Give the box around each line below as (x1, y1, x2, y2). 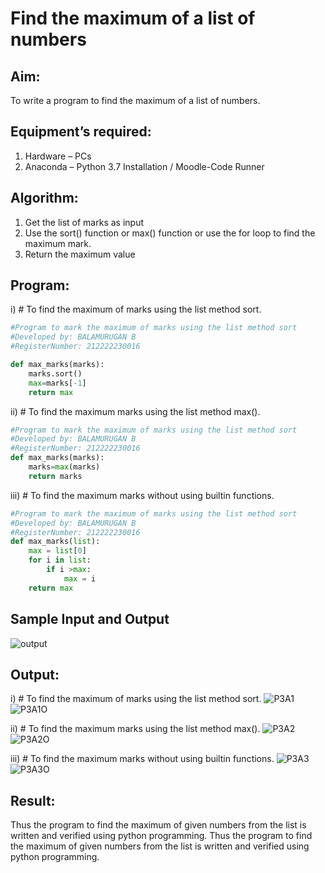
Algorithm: (10, 190, 79, 207)
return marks (28, 471, 83, 481)
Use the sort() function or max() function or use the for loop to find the (24, 227, 316, 239)
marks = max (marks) (28, 462, 101, 472)
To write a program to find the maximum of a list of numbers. (10, 95, 261, 106)
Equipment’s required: (10, 123, 152, 141)
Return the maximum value (24, 248, 136, 260)
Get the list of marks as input (24, 216, 144, 228)
